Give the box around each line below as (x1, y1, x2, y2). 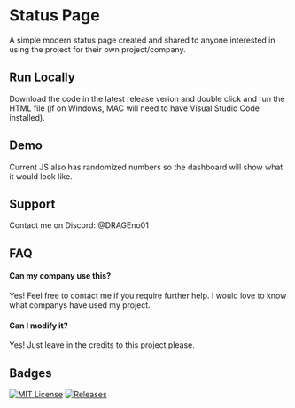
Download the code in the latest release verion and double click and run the (9, 93, 285, 104)
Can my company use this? (9, 271, 112, 281)
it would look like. (9, 170, 73, 182)
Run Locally (9, 70, 75, 85)
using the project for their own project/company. (9, 43, 186, 54)
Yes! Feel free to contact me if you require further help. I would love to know (9, 290, 287, 301)
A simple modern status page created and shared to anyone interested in (9, 35, 276, 45)
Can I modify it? (9, 320, 68, 331)
